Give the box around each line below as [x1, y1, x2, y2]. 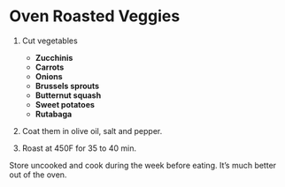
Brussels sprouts [35, 80, 100, 91]
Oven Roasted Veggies [9, 6, 181, 26]
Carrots [35, 62, 65, 72]
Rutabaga [35, 108, 73, 119]
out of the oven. [9, 169, 67, 180]
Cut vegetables [21, 35, 78, 46]
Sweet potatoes [35, 99, 96, 109]
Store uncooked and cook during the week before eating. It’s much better [9, 160, 277, 170]
